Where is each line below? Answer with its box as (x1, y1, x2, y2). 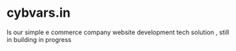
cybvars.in (6, 5, 71, 21)
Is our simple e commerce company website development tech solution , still (6, 28, 230, 36)
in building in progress (6, 35, 72, 43)
